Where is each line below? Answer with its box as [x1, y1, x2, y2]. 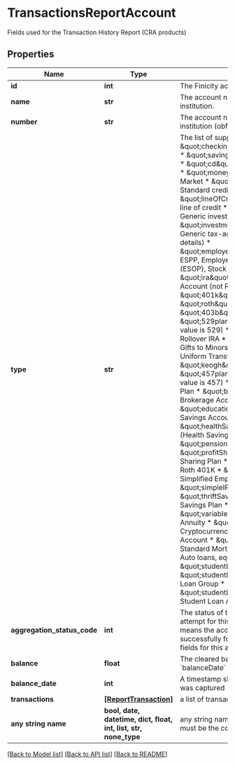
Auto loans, [179, 552, 218, 562]
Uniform [179, 351, 207, 361]
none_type [104, 731, 141, 741]
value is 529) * [179, 325, 230, 335]
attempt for [179, 616, 217, 626]
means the [179, 625, 215, 635]
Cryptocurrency [179, 526, 232, 536]
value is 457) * [179, 377, 230, 387]
